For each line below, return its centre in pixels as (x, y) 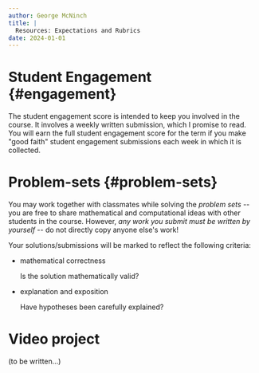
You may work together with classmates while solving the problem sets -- (129, 205)
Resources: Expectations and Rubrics (78, 30)
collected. (25, 150)
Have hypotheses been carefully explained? (92, 307)
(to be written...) (35, 361)
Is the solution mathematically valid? (79, 277)
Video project (54, 339)
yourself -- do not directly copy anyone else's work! (94, 230)
